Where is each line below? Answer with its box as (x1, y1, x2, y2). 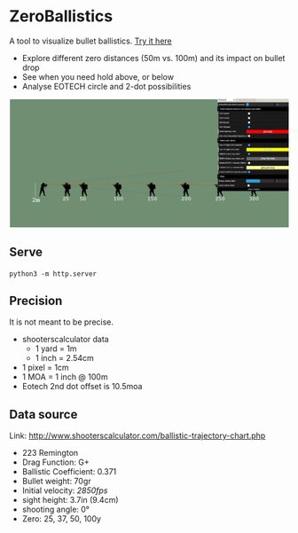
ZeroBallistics (9, 6, 114, 27)
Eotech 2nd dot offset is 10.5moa (21, 381, 143, 392)
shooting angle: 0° (21, 504, 90, 515)
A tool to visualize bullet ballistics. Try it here (9, 35, 172, 46)
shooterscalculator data (21, 334, 109, 345)
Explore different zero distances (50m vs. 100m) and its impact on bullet (21, 52, 286, 63)
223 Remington (21, 448, 79, 459)
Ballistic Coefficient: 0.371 (21, 466, 117, 477)
